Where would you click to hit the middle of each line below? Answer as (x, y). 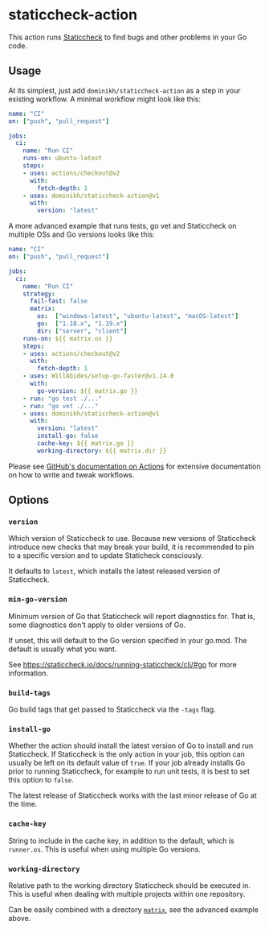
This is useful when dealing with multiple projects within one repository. (127, 894)
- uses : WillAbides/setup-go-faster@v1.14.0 (98, 376)
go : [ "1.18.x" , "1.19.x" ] (82, 324)
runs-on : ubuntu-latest (63, 159)
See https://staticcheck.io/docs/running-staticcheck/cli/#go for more (122, 664)
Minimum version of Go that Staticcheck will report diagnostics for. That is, (132, 616)
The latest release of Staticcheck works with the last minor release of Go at (132, 795)
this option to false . (41, 780)
